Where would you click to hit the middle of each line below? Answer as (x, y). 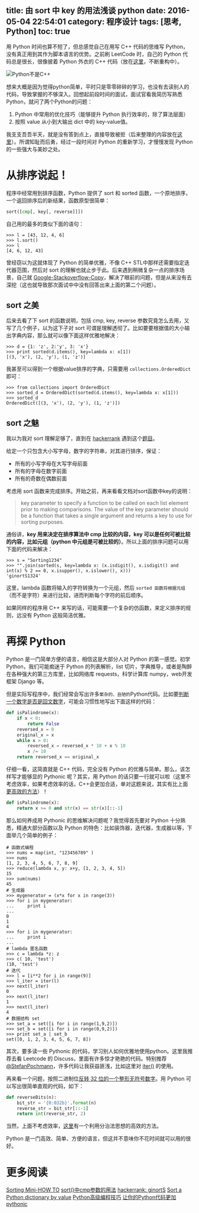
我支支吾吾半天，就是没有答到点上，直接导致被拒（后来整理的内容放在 (92, 134)
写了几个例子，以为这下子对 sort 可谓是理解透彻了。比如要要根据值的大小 (95, 328)
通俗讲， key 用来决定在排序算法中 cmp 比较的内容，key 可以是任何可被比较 (98, 535)
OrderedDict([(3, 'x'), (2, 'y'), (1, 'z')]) (63, 403)
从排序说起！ (38, 175)
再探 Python (36, 642)
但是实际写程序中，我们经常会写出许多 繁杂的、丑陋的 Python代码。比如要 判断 (98, 694)
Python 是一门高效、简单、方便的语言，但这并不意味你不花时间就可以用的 (96, 1139)
